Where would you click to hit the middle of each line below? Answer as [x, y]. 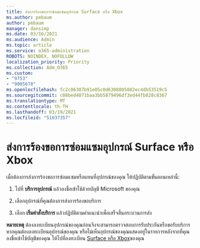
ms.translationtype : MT [36, 101]
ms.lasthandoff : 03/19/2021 [41, 112]
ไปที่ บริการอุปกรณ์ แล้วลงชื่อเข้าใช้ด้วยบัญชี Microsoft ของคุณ [77, 189]
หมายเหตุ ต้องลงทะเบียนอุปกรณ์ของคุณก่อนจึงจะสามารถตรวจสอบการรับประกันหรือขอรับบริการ [98, 225]
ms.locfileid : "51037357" [38, 117]
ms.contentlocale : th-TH [37, 106]
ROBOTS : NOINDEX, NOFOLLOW [40, 56]
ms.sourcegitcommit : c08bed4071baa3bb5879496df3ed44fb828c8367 [87, 95]
